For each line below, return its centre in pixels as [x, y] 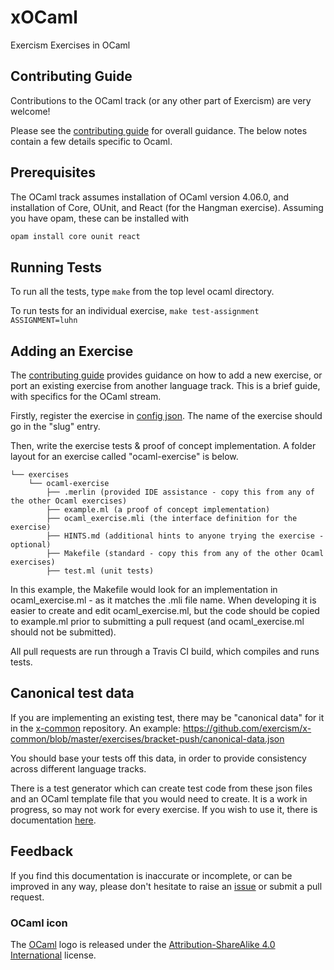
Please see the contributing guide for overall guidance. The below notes [159, 130]
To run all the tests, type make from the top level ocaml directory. [142, 292]
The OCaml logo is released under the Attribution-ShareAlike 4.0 [143, 944]
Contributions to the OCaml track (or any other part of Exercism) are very [161, 100]
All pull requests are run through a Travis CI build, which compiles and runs [165, 652]
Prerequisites [53, 172]
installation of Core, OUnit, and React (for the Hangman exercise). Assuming [167, 207]
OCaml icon [39, 923]
